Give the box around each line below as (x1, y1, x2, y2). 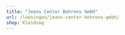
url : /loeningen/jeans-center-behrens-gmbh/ (6, 14, 120, 20)
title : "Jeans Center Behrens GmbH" (6, 8, 98, 15)
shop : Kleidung (6, 20, 44, 26)
